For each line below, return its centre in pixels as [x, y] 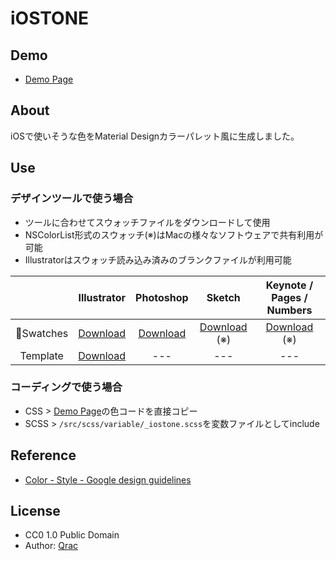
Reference [43, 455]
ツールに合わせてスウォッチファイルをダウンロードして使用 [147, 222]
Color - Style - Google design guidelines [108, 479]
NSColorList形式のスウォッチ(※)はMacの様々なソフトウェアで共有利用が [174, 234]
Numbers [289, 310]
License [35, 511]
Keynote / [289, 285]
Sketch [223, 297]
